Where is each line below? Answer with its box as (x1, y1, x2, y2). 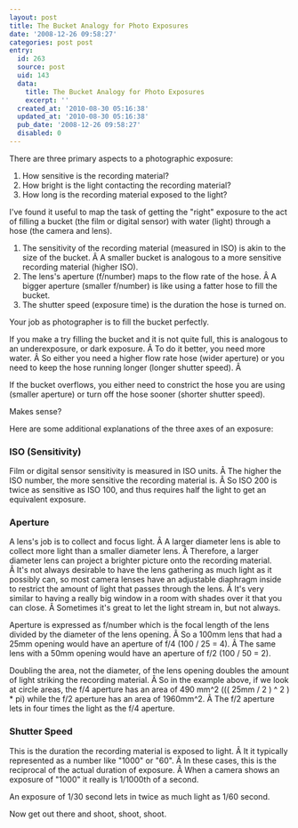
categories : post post (9, 37, 93, 47)
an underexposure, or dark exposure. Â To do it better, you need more (9, 343, 266, 354)
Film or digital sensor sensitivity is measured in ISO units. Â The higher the (9, 466, 282, 477)
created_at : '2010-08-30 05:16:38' (17, 104, 149, 113)
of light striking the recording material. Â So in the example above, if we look (9, 675, 289, 686)
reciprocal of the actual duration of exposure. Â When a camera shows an (9, 764, 280, 775)
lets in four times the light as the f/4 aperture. (9, 703, 175, 714)
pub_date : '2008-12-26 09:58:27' (17, 121, 141, 130)
